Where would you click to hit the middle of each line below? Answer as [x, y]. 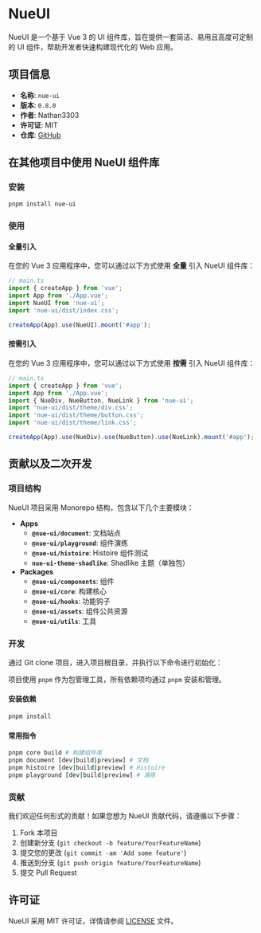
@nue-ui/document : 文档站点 [76, 533]
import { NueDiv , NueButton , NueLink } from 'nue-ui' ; [101, 400]
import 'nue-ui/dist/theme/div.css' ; [71, 408]
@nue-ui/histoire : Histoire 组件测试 [90, 553]
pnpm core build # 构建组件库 [55, 753]
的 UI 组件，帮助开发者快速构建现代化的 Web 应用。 [93, 47]
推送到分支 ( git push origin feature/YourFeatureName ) [110, 862]
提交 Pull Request [48, 872]
